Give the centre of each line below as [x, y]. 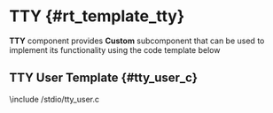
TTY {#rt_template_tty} [97, 16]
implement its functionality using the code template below [115, 49]
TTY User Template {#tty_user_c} [103, 78]
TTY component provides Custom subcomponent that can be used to [137, 41]
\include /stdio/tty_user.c [55, 99]
